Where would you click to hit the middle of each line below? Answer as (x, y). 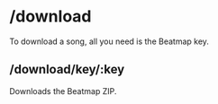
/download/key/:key (67, 69)
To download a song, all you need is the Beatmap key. (109, 41)
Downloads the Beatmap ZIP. (63, 91)
